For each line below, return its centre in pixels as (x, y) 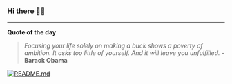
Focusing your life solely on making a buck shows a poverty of (114, 46)
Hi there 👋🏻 (26, 11)
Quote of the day (32, 32)
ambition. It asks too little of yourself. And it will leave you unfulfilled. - (124, 53)
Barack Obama (46, 61)
